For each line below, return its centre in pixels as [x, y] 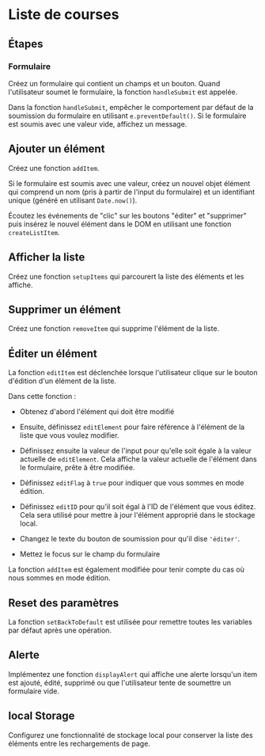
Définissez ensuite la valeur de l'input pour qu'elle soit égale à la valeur [135, 451]
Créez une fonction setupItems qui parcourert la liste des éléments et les [126, 276]
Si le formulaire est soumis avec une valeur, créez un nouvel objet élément [129, 183]
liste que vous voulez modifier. [70, 435]
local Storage [42, 716]
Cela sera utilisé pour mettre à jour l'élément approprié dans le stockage [137, 515]
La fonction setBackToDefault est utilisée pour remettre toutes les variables [131, 621]
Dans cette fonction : [42, 397]
